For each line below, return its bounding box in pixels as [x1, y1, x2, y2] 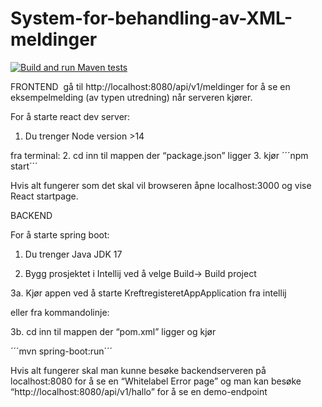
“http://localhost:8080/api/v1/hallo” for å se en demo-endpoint [10, 385, 268, 397]
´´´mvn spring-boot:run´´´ [10, 345, 113, 357]
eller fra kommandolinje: [10, 306, 110, 318]
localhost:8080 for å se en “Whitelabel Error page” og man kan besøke [10, 375, 302, 387]
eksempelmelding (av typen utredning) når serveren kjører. [10, 91, 253, 103]
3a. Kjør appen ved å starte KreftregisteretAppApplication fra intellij [10, 287, 287, 299]
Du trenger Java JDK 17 [24, 248, 123, 260]
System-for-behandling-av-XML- [10, 7, 293, 30]
